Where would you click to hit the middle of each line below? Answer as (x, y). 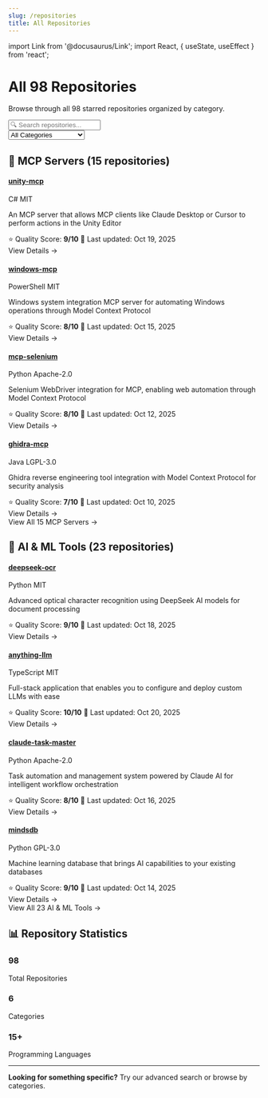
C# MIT (21, 199)
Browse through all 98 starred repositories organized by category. (116, 109)
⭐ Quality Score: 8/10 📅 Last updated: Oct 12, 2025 (92, 414)
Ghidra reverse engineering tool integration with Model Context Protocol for (132, 477)
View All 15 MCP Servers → (53, 521)
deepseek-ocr (32, 567)
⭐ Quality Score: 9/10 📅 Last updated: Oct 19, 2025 (92, 239)
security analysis (36, 485)
